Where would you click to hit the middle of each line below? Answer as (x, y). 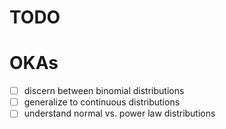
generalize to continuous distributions (102, 102)
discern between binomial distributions (104, 91)
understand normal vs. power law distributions (119, 113)
